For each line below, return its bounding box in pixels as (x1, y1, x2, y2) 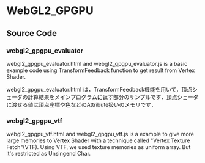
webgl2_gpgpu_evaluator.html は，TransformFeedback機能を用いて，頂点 (6, 85, 193, 93)
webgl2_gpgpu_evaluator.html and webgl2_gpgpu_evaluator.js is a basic (6, 60, 188, 67)
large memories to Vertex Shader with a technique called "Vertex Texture (6, 137, 190, 144)
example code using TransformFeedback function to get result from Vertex (6, 67, 195, 74)
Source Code (6, 28, 57, 38)
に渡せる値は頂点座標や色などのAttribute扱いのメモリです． (6, 101, 157, 108)
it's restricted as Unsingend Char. (6, 150, 91, 158)
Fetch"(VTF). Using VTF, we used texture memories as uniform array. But (6, 143, 191, 151)
